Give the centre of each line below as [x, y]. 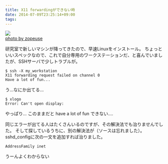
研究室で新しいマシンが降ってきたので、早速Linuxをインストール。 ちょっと [84, 49]
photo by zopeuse [24, 39]
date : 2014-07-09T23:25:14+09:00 [40, 15]
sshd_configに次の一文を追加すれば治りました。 [55, 137]
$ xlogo [13, 99]
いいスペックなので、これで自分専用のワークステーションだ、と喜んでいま [82, 55]
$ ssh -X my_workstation [31, 71]
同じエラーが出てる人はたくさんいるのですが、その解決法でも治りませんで [82, 124]
